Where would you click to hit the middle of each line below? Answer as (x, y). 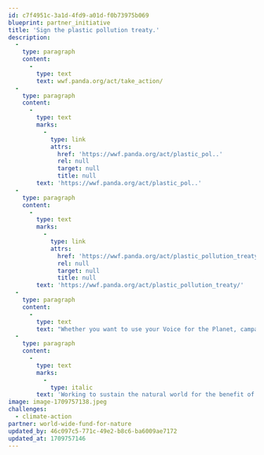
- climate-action (44, 417)
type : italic (71, 388)
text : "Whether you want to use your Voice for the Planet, (137, 329)
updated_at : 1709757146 (47, 439)
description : (29, 37)
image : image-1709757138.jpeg (58, 402)
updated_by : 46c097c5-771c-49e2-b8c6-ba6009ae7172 (93, 431)
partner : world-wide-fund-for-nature (70, 424)
